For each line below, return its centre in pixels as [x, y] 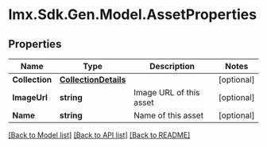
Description [172, 66]
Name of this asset [169, 115]
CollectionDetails [93, 79]
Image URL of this [167, 93]
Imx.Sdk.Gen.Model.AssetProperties [132, 15]
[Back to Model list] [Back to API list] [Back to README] [99, 135]
